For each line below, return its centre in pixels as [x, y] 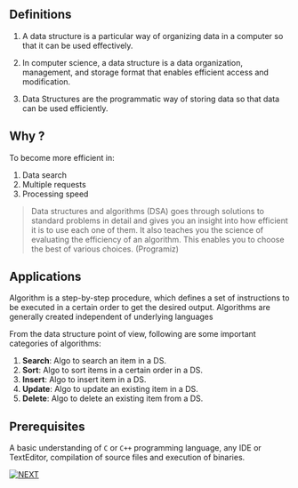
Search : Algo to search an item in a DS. [94, 361]
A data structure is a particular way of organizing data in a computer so [153, 36]
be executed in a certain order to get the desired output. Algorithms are [140, 308]
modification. [46, 81]
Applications [45, 277]
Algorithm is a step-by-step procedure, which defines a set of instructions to [149, 298]
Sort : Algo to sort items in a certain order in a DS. [112, 370]
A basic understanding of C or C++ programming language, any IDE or [136, 448]
